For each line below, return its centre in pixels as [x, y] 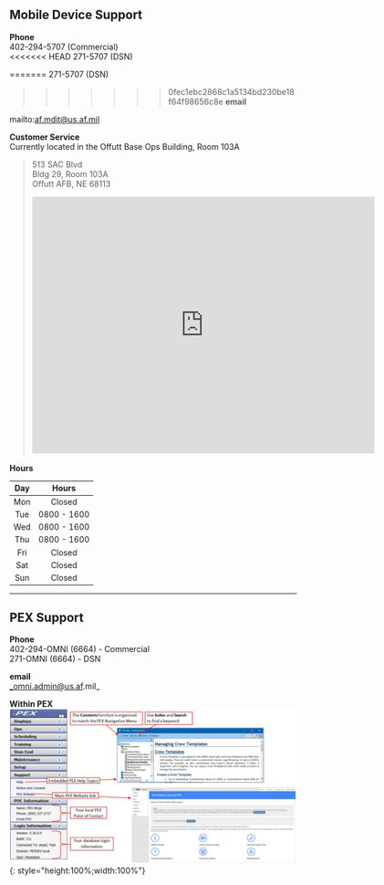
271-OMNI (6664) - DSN [55, 659]
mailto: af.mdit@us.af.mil [55, 119]
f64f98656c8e [196, 101]
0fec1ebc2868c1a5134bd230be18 [231, 91]
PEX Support [47, 617]
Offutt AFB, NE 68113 [71, 184]
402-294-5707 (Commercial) [64, 47]
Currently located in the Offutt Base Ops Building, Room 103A [125, 146]
